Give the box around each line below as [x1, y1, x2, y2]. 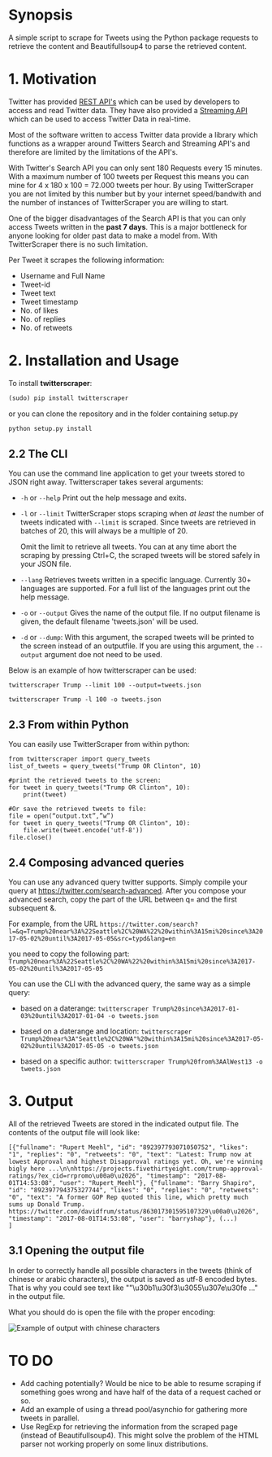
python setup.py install [8, 424, 93, 432]
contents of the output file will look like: [8, 1127, 140, 1137]
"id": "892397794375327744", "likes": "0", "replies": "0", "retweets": [8, 1186, 260, 1194]
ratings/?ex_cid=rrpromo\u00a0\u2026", [8, 1171, 144, 1180]
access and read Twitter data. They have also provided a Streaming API [8, 105, 248, 115]
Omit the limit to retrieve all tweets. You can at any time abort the [19, 542, 237, 551]
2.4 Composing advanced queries [8, 855, 184, 869]
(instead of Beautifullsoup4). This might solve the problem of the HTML [19, 1430, 259, 1440]
